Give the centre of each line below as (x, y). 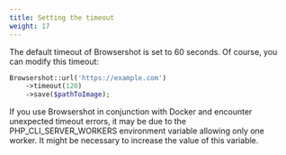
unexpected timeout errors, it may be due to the (98, 122)
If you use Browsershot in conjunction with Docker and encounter (131, 112)
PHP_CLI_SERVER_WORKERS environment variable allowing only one (137, 131)
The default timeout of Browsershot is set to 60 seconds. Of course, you (143, 51)
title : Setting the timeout (62, 18)
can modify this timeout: (54, 61)
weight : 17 (30, 26)
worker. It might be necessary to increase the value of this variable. (134, 141)
